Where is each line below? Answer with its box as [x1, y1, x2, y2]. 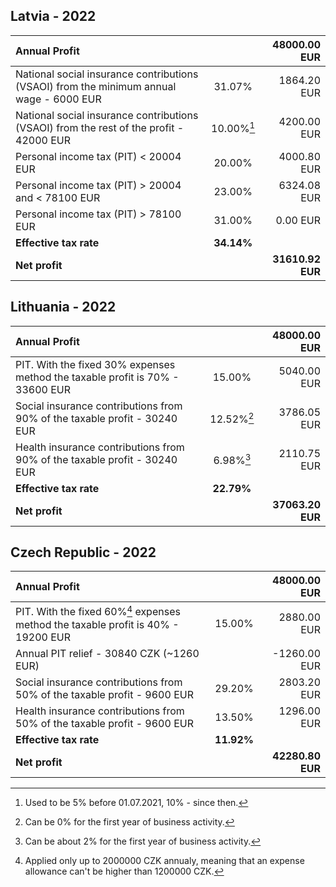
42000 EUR [15, 133, 71, 147]
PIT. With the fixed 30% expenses [15, 357, 176, 371]
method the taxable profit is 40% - [15, 617, 180, 631]
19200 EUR [15, 630, 71, 644]
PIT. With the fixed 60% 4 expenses [15, 603, 181, 619]
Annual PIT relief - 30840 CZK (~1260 [15, 646, 200, 660]
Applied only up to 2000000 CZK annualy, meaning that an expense [24, 854, 305, 866]
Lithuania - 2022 [10, 299, 117, 316]
